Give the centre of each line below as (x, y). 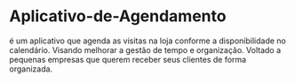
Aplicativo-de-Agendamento (118, 16)
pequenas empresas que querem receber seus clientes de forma (128, 59)
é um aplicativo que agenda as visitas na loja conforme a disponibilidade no (147, 41)
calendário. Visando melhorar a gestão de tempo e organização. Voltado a (145, 49)
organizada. (31, 69)
